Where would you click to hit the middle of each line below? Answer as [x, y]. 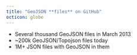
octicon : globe [25, 17]
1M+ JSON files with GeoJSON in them [62, 46]
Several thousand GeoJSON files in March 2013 [73, 34]
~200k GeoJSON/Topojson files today [61, 40]
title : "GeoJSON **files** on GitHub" [54, 12]
